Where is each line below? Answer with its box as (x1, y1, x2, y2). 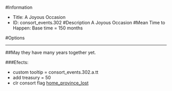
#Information (5, 5, 33, 10)
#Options (5, 35, 25, 41)
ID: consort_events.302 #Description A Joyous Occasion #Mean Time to (12, 20, 165, 25)
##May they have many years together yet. (5, 49, 96, 55)
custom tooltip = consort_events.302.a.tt (12, 69, 99, 75)
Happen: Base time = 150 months (12, 25, 83, 31)
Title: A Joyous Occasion (12, 14, 66, 20)
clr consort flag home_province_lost (12, 80, 89, 86)
